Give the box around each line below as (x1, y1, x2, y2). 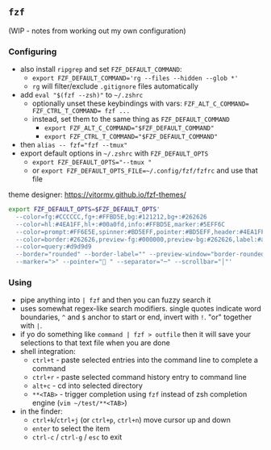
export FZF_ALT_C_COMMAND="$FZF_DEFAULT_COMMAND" (44, 124, 215, 132)
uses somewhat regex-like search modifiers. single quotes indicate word (19, 304, 262, 314)
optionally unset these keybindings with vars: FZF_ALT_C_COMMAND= (31, 98, 250, 108)
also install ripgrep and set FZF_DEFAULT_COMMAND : (19, 65, 182, 74)
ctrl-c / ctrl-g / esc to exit (31, 432, 123, 442)
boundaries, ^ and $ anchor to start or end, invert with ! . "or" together (19, 312, 252, 322)
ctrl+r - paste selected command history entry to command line (31, 373, 248, 382)
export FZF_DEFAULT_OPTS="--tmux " (31, 159, 152, 167)
